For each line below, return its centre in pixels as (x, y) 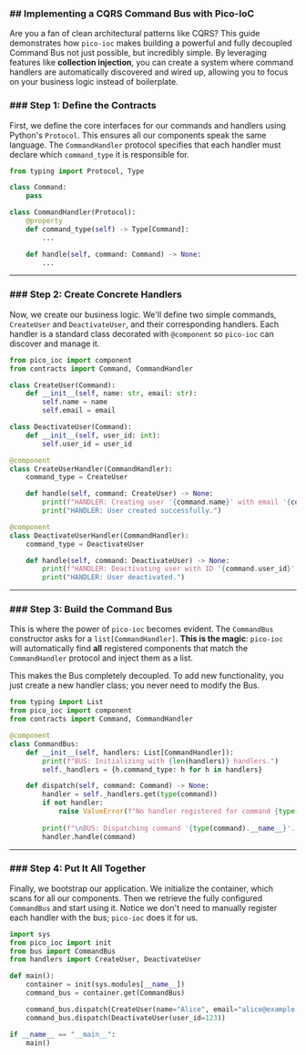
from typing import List (56, 702)
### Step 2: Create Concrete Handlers (96, 294)
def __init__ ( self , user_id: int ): (93, 435)
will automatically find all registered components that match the (129, 649)
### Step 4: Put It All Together (78, 868)
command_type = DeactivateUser (85, 544)
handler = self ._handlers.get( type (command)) (130, 794)
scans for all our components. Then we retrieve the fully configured (136, 898)
